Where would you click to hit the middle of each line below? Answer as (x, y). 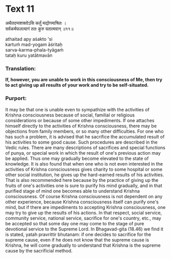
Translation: (21, 68)
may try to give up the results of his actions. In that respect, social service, (84, 213)
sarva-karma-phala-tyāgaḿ (34, 50)
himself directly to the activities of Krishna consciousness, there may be (81, 126)
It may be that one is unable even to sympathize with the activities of (77, 109)
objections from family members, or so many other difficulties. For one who (84, 131)
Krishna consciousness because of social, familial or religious (70, 115)
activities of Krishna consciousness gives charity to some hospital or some (84, 169)
